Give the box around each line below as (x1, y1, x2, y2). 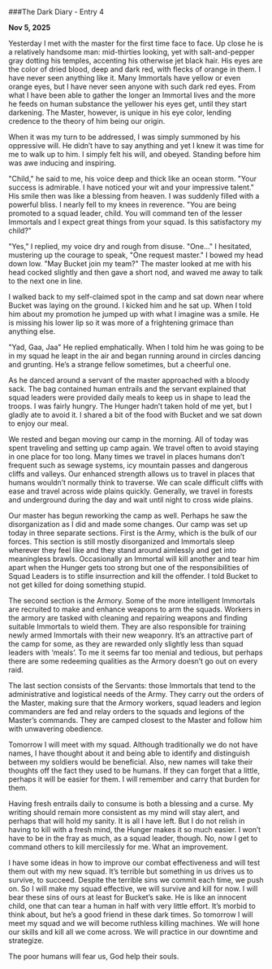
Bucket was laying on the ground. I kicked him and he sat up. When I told (8, 300, 253, 310)
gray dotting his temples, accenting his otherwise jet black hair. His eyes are (8, 56, 263, 65)
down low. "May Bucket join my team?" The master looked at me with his (8, 259, 252, 268)
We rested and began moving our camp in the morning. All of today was (8, 435, 249, 444)
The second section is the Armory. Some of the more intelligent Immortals (8, 596, 256, 605)
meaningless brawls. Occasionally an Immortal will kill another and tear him (8, 554, 260, 563)
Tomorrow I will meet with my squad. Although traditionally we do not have (8, 740, 258, 749)
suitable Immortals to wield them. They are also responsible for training (8, 622, 246, 631)
